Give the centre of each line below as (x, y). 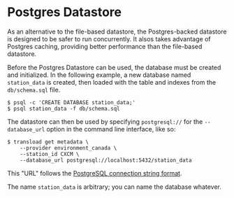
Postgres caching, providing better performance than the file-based (105, 46)
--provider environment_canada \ (68, 148)
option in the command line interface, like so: (111, 129)
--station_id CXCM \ (50, 154)
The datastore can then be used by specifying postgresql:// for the (105, 121)
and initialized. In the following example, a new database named (99, 75)
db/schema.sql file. (34, 90)
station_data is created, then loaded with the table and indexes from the (112, 82)
